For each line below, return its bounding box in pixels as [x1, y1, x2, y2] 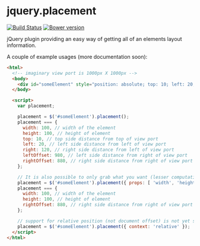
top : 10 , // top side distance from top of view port [22, 135, 159, 142]
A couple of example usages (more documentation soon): [7, 53, 148, 60]
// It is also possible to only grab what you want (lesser [17, 174, 169, 180]
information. [7, 42, 37, 49]
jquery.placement [7, 4, 97, 18]
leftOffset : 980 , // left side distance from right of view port [22, 153, 188, 159]
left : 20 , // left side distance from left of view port [22, 141, 167, 147]
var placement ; [17, 103, 55, 109]
